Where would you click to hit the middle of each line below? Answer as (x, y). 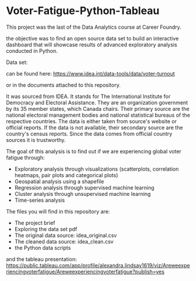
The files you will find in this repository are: (58, 211)
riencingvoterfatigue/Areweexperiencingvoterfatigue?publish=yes (85, 272)
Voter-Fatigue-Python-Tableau (83, 11)
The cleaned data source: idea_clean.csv (64, 241)
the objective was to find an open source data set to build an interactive (92, 38)
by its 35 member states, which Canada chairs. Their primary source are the (98, 109)
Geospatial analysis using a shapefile (59, 181)
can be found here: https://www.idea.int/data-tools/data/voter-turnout (91, 73)
